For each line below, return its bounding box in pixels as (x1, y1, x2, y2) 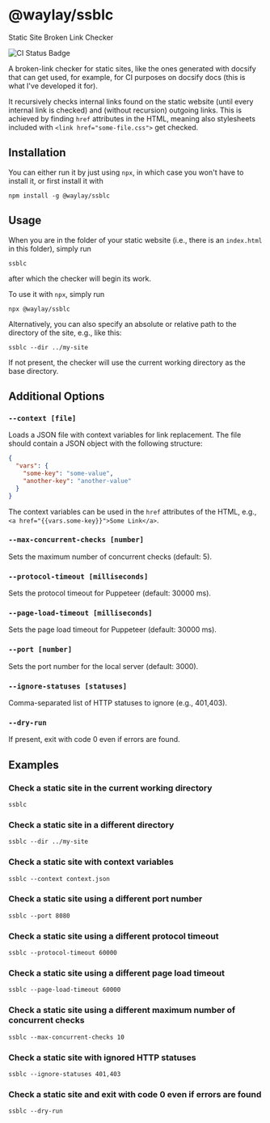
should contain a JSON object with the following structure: (8, 439, 203, 448)
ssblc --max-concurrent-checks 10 (8, 1033, 125, 1041)
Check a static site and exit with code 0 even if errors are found (8, 1088, 262, 1100)
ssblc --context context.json (8, 875, 111, 883)
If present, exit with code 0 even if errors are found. (8, 735, 180, 744)
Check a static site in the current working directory (8, 782, 213, 794)
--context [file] (8, 413, 77, 422)
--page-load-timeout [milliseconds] (8, 608, 153, 618)
